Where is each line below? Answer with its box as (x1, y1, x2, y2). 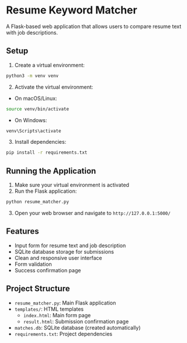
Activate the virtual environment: (14, 83, 93, 91)
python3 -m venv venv (6, 72, 59, 79)
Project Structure (6, 284, 70, 294)
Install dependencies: (14, 138, 67, 145)
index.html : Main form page (23, 311, 91, 318)
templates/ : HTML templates (14, 305, 84, 313)
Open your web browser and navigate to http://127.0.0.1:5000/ (14, 209, 171, 216)
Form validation (14, 261, 53, 268)
